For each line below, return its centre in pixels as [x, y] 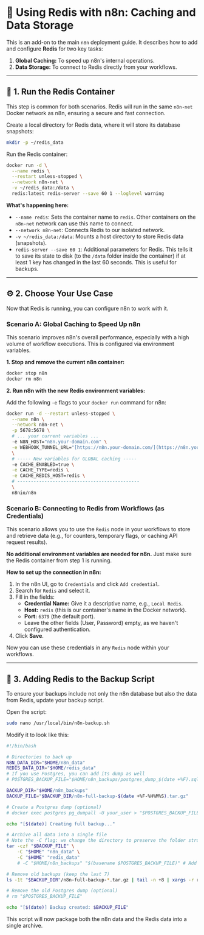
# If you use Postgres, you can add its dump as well [76, 774]
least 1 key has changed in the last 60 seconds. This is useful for [96, 262]
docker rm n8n [24, 379]
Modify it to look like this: [38, 735]
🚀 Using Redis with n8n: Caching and [101, 12]
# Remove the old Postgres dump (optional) [62, 891]
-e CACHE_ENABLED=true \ [43, 464]
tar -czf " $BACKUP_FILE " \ [40, 846]
